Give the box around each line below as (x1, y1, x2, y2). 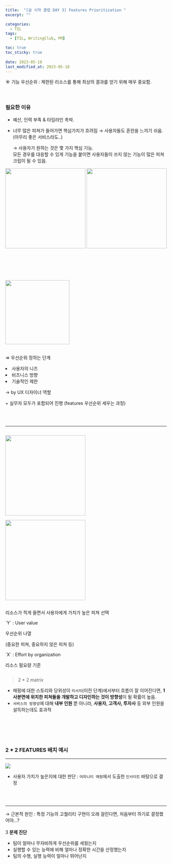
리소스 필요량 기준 (5, 662, 41, 669)
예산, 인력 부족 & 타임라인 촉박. (12, 116, 75, 123)
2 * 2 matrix (17, 677, 44, 683)
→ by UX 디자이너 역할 (5, 389, 51, 396)
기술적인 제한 (12, 378, 38, 385)
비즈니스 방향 (12, 372, 38, 378)
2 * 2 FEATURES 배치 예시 (5, 746, 68, 753)
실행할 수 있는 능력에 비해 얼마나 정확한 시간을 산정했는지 (12, 847, 126, 853)
